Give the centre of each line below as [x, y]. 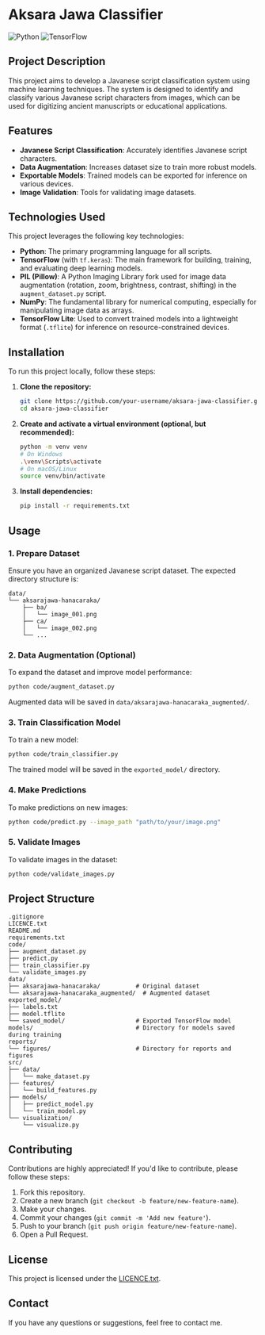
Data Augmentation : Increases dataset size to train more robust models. [138, 167]
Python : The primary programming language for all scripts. [115, 251]
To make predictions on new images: [68, 808]
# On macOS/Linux [48, 469]
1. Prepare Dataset [44, 553]
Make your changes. [53, 1209]
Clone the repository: [55, 387]
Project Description [57, 61]
